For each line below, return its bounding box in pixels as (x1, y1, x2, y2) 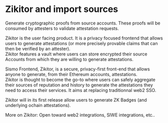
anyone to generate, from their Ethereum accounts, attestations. (5, 71, 138, 77)
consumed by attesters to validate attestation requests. (5, 25, 119, 31)
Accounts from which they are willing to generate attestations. (5, 56, 134, 62)
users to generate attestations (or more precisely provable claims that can (5, 40, 158, 46)
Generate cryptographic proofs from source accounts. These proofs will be (5, 20, 160, 26)
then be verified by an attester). (5, 45, 71, 51)
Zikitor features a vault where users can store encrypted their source (5, 51, 147, 57)
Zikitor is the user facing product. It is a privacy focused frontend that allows (5, 35, 163, 41)
